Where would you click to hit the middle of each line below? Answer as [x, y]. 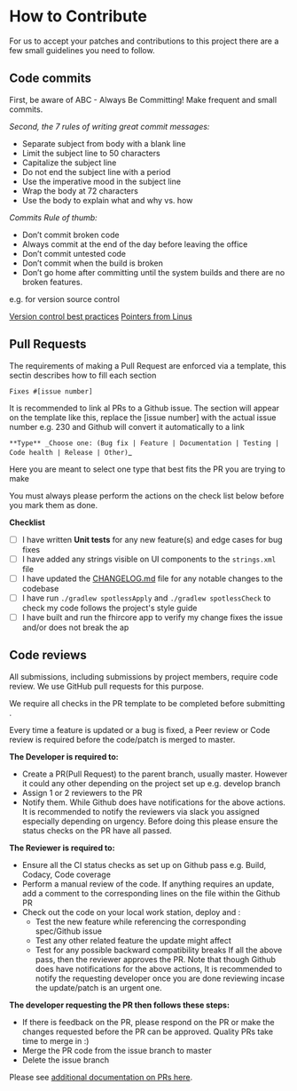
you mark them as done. [54, 505]
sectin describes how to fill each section [83, 375]
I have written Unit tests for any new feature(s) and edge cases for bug [152, 539]
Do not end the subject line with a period [96, 171]
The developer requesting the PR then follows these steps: [120, 1005]
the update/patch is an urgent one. [98, 987]
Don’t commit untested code [74, 253]
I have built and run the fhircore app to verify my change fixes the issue [152, 617]
